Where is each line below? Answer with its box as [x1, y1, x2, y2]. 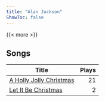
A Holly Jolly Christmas [9, 76, 75, 85]
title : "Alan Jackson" [6, 8, 63, 15]
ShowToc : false [6, 14, 44, 20]
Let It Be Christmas [9, 86, 63, 94]
